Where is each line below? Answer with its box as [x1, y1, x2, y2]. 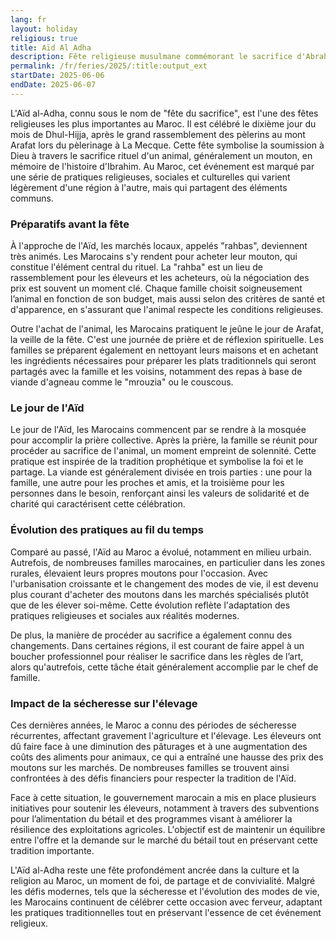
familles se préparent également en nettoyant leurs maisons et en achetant [10, 344, 319, 356]
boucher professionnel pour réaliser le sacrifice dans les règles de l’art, [10, 650, 304, 662]
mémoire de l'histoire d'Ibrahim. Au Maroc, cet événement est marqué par [10, 160, 315, 172]
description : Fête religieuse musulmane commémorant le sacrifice [10, 52, 293, 62]
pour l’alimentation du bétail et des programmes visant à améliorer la [10, 812, 293, 825]
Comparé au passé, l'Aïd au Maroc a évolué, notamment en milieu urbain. [10, 546, 312, 558]
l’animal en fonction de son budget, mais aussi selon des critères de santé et [10, 293, 326, 305]
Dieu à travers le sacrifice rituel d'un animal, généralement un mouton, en [10, 149, 313, 161]
